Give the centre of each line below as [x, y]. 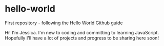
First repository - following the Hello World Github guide [64, 23]
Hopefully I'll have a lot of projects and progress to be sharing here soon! [82, 38]
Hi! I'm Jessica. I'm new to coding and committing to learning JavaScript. [82, 32]
